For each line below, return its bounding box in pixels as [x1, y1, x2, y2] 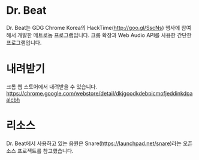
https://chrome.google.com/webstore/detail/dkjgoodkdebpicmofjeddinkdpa [6, 90, 193, 97]
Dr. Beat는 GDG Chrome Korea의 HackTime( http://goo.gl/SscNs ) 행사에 [6, 24, 180, 31]
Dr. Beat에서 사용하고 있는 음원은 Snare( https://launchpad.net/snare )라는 [6, 140, 182, 147]
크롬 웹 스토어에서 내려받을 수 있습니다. [6, 83, 98, 90]
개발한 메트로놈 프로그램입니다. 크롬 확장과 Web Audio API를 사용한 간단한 [17, 31, 192, 39]
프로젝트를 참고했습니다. [17, 147, 74, 154]
